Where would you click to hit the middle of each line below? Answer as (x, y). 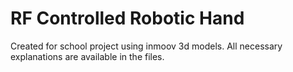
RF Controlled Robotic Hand (127, 18)
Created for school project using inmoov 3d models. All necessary (146, 46)
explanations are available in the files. (87, 56)
